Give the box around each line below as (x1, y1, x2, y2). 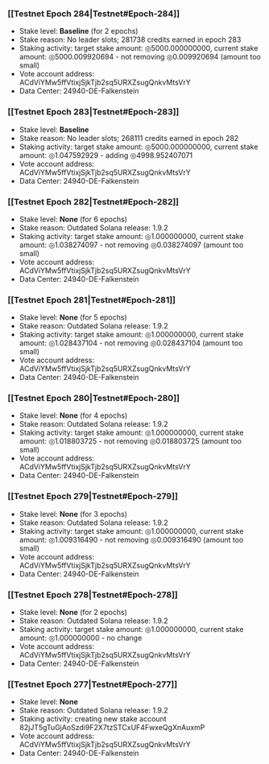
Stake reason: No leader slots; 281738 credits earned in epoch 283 (19, 35, 242, 44)
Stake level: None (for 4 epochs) (19, 411, 128, 420)
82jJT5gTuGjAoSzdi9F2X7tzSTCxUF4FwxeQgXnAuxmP (19, 723, 205, 733)
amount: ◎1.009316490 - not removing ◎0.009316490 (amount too (19, 535, 244, 544)
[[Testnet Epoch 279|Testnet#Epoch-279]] (7, 491, 179, 502)
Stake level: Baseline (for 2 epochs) (19, 27, 139, 36)
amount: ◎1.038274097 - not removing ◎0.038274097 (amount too (19, 240, 244, 250)
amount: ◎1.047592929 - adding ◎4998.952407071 (19, 150, 193, 160)
